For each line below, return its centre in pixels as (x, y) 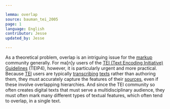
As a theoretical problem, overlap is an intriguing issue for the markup (79, 57)
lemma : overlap (22, 14)
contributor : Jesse (26, 34)
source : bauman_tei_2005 (32, 19)
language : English (25, 29)
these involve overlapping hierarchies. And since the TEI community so (80, 84)
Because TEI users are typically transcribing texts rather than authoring (81, 74)
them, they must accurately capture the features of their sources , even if (82, 79)
